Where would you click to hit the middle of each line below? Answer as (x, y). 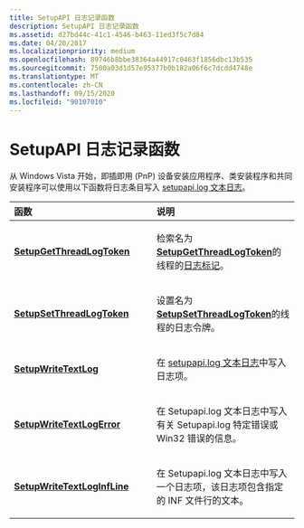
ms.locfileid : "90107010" (58, 102)
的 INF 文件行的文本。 (203, 501)
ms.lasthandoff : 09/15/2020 (62, 93)
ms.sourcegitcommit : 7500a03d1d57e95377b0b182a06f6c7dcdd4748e (131, 69)
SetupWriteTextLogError (67, 424)
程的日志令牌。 (189, 328)
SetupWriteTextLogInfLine (71, 486)
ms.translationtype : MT (54, 77)
